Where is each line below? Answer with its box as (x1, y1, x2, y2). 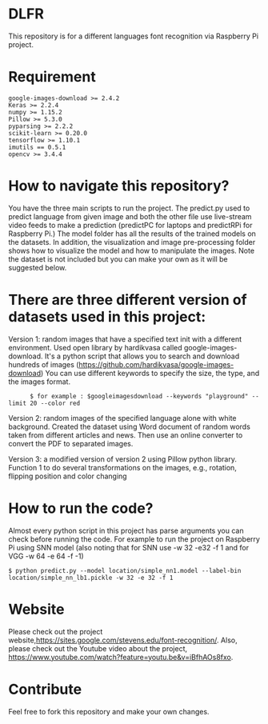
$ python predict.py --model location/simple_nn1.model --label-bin (8, 566, 242, 574)
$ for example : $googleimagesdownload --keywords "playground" (29, 392, 249, 400)
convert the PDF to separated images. (8, 438, 134, 448)
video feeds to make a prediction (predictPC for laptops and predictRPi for (8, 220, 253, 230)
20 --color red (29, 399, 81, 407)
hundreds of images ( (8, 359, 79, 369)
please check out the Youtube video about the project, (8, 643, 188, 653)
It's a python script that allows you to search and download (44, 351, 240, 361)
